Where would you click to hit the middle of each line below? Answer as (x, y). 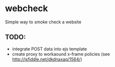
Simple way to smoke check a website (43, 22)
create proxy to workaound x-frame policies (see (61, 54)
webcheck (27, 8)
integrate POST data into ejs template (49, 49)
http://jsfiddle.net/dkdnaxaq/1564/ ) (47, 59)
